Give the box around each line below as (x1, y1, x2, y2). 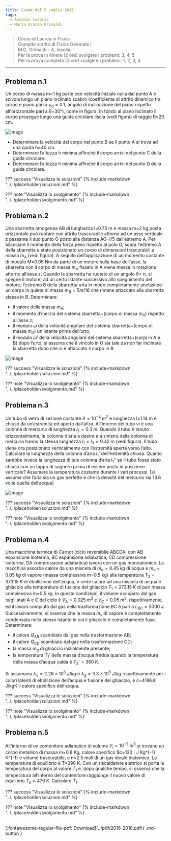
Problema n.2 (5, 212, 49, 220)
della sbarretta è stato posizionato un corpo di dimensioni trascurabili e (5, 246, 154, 253)
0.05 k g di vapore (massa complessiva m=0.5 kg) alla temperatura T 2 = (5, 572, 155, 579)
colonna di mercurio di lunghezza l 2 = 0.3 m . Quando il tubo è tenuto (5, 426, 149, 434)
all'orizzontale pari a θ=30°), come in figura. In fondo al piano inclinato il (5, 108, 157, 114)
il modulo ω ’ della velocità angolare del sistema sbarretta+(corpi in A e (12, 334, 160, 340)
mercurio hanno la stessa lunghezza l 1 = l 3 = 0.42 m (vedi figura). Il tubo (5, 438, 157, 445)
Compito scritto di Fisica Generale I (17, 41, 92, 48)
